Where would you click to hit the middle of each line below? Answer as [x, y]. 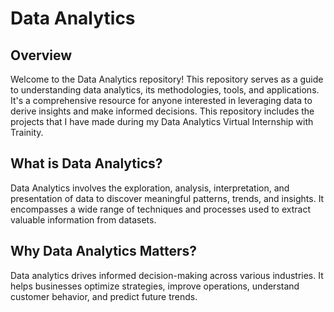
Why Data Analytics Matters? [104, 251]
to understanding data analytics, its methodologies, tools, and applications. [165, 90]
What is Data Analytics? [86, 163]
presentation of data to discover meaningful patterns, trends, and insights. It [167, 198]
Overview [41, 55]
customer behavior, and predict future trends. [104, 296]
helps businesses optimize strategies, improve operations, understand [155, 286]
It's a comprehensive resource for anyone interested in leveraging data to [161, 100]
